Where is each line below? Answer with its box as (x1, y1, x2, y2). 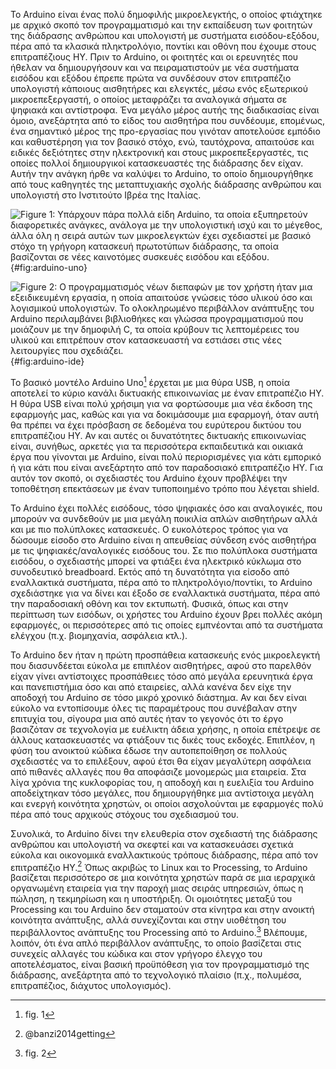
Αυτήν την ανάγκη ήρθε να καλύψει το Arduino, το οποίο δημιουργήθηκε (10, 168, 314, 179)
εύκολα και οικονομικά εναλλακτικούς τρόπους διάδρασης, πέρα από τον (10, 849, 319, 861)
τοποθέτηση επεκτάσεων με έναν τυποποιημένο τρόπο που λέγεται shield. (10, 482, 320, 494)
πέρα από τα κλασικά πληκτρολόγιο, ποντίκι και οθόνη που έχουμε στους (10, 40, 317, 52)
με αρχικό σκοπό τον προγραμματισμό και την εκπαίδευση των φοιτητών (10, 19, 313, 31)
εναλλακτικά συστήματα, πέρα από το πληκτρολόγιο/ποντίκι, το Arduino (10, 576, 313, 588)
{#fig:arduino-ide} (10, 355, 85, 367)
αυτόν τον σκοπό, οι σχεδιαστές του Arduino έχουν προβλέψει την (10, 472, 288, 484)
